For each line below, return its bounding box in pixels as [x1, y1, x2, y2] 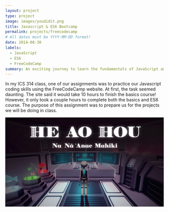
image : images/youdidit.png [5, 19, 64, 24]
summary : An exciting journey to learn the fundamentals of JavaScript [5, 66, 158, 71]
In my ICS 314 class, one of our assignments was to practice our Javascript [5, 81, 161, 87]
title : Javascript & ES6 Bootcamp [5, 24, 78, 29]
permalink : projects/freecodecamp [5, 29, 78, 35]
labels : [5, 45, 22, 50]
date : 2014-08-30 [5, 40, 42, 45]
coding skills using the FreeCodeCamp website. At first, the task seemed [5, 86, 156, 92]
